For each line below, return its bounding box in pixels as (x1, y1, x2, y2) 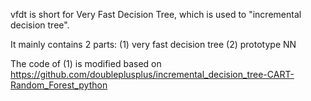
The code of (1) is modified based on (10, 58, 162, 69)
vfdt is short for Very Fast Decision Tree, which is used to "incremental (10, 9, 302, 20)
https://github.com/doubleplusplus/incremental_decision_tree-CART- (10, 69, 295, 80)
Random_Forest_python (10, 79, 108, 91)
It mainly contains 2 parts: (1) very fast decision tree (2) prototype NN (10, 39, 297, 50)
